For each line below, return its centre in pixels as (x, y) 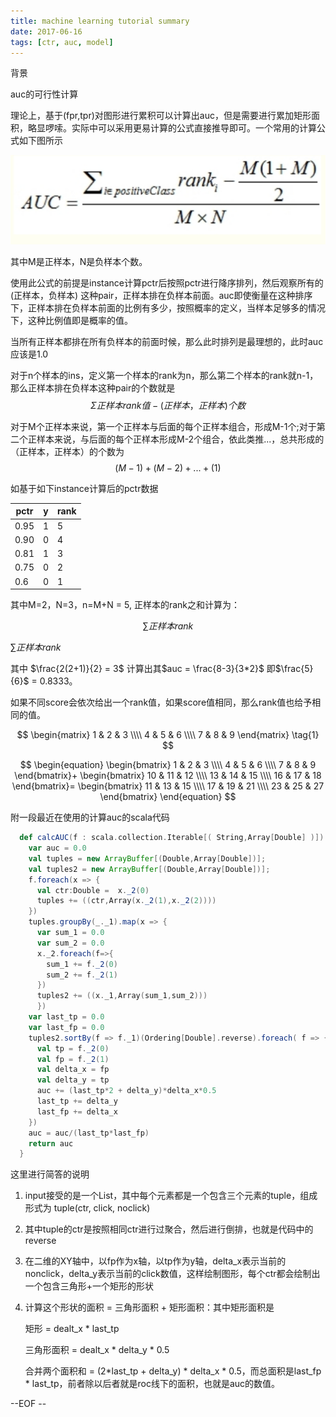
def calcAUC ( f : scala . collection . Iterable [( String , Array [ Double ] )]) (172, 838)
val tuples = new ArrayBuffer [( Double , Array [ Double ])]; (147, 858)
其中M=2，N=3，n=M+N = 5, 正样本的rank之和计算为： (125, 605)
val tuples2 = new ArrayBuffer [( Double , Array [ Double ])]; (149, 869)
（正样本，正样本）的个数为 (67, 451)
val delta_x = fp (73, 1070)
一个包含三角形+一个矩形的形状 (89, 1286)
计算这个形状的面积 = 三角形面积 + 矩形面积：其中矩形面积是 (149, 1307)
